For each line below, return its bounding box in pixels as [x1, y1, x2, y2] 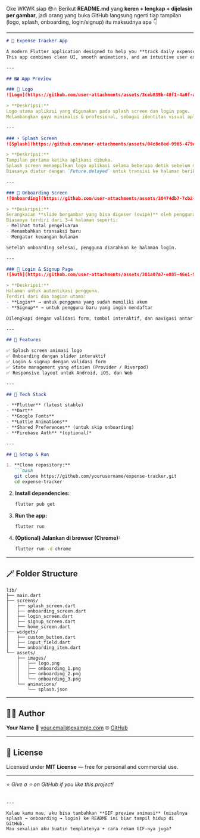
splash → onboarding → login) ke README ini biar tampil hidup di [6, 815, 174, 821]
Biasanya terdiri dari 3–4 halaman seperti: [6, 217, 118, 223]
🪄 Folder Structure [6, 568, 79, 579]
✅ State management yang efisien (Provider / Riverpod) [6, 364, 149, 370]
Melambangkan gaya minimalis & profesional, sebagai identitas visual [6, 113, 185, 120]
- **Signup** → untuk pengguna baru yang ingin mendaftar [6, 304, 153, 311]
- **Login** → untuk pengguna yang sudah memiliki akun [6, 299, 148, 305]
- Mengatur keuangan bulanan [6, 234, 79, 240]
